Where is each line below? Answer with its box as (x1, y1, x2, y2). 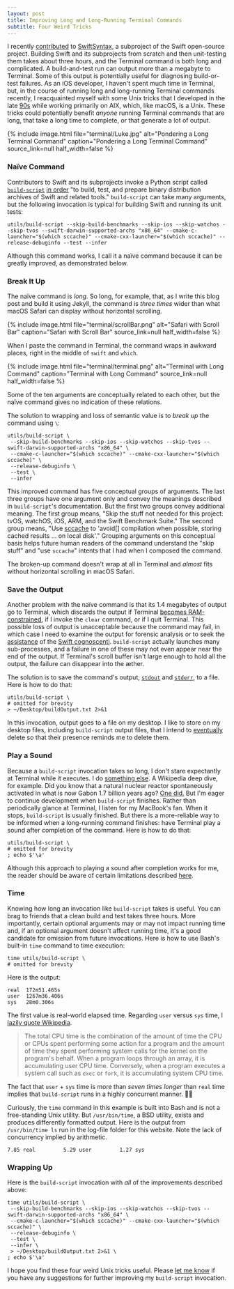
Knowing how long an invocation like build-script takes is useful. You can (7, 904, 221, 913)
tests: (7, 207, 23, 216)
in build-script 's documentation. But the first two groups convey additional (7, 502, 225, 510)
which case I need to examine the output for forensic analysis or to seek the (7, 630, 225, 638)
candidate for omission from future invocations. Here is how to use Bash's (7, 934, 220, 942)
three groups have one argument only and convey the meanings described (7, 494, 221, 502)
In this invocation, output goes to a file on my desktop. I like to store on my (7, 718, 221, 727)
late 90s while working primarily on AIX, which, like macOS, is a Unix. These (7, 102, 225, 110)
